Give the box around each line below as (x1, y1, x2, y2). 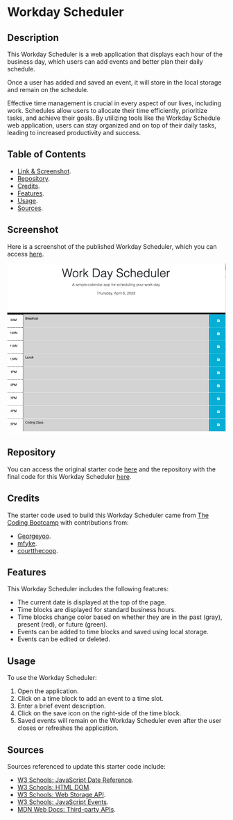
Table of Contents (7, 148, 87, 160)
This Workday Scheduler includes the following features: (7, 585, 169, 593)
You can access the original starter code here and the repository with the (7, 465, 216, 473)
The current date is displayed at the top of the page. (17, 598, 166, 607)
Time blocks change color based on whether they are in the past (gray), (17, 613, 223, 621)
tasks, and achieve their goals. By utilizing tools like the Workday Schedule (7, 114, 221, 122)
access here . (7, 250, 44, 258)
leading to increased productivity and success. (7, 129, 141, 137)
